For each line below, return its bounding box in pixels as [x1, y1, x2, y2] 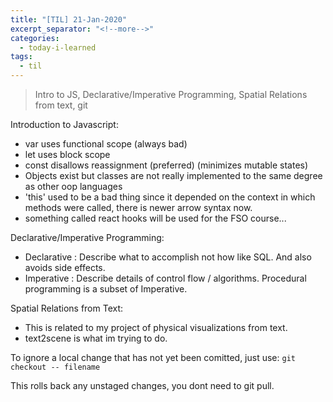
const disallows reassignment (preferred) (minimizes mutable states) [24, 159, 309, 171]
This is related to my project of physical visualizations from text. [24, 322, 288, 333]
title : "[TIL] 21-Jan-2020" [10, 14, 128, 25]
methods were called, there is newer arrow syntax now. [24, 202, 253, 213]
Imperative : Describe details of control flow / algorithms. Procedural [24, 272, 307, 284]
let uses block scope [24, 149, 111, 160]
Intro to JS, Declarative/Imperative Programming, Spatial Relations [34, 89, 308, 100]
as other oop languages [24, 181, 123, 192]
